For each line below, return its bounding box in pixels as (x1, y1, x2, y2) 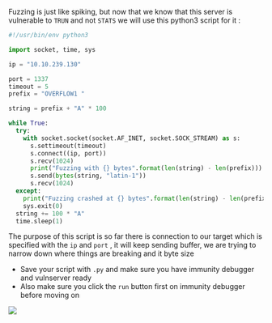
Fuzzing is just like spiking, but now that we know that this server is (8, 7, 233, 16)
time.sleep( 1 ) (15, 217, 63, 225)
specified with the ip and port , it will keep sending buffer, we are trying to (8, 240, 257, 250)
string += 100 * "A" (15, 210, 85, 218)
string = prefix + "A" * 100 (8, 104, 107, 113)
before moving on (19, 291, 79, 300)
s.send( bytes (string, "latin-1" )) (29, 172, 147, 181)
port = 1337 (8, 74, 49, 83)
